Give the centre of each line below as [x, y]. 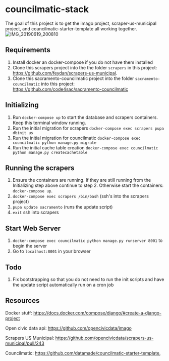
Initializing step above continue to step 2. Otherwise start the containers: [88, 185]
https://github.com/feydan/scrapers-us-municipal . [65, 73]
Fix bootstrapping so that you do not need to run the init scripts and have [88, 279]
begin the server [30, 246]
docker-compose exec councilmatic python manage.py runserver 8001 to [88, 240]
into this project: [58, 84]
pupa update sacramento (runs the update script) [63, 207]
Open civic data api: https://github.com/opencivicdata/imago [69, 328]
